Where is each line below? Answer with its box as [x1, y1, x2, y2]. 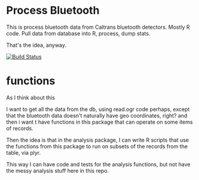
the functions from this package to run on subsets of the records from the [6, 142, 188, 150]
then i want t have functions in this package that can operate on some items [6, 118, 193, 125]
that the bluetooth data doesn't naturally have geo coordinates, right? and [6, 112, 188, 119]
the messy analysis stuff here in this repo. [6, 167, 109, 174]
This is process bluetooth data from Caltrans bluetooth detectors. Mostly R [6, 23, 190, 31]
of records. [6, 124, 34, 132]
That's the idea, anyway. [6, 41, 67, 49]
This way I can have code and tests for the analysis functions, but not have [6, 160, 191, 168]
